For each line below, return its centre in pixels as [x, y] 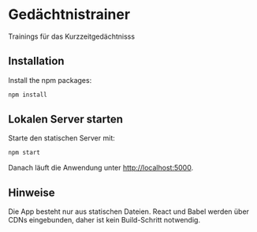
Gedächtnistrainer [69, 15]
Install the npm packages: [50, 80]
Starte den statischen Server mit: [62, 138]
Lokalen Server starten [66, 120]
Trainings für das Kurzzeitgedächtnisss [72, 36]
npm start [24, 153]
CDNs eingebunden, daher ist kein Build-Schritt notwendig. [104, 220]
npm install [28, 95]
